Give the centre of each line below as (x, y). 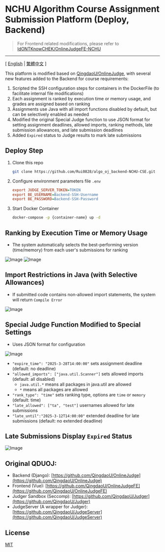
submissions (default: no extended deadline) (57, 421)
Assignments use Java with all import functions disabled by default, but (84, 109)
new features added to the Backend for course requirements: (67, 78)
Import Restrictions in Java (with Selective (71, 275)
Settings (18, 332)
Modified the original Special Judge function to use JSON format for (81, 120)
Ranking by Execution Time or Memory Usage (76, 233)
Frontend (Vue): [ (30, 486)
